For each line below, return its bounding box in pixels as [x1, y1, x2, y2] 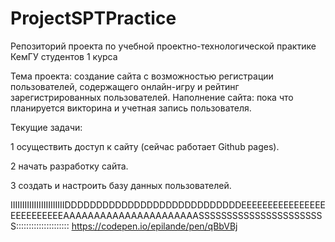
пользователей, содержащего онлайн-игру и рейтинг [10, 80, 240, 92]
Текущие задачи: [10, 121, 83, 133]
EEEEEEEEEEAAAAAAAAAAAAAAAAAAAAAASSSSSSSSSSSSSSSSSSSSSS [10, 209, 323, 221]
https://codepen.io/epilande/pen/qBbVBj [71, 220, 238, 232]
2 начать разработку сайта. [10, 160, 129, 172]
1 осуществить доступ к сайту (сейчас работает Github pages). [10, 140, 280, 152]
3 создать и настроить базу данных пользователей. [10, 179, 232, 191]
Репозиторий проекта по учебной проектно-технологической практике [10, 40, 317, 52]
